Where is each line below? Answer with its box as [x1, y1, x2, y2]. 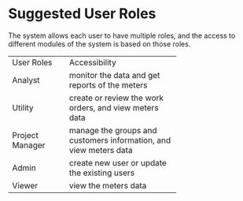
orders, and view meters [69, 102, 159, 113]
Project [12, 129, 39, 140]
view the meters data [69, 180, 147, 191]
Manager [12, 140, 46, 151]
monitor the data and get [69, 69, 160, 80]
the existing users [69, 167, 135, 178]
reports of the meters [69, 80, 148, 91]
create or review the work [69, 92, 164, 103]
